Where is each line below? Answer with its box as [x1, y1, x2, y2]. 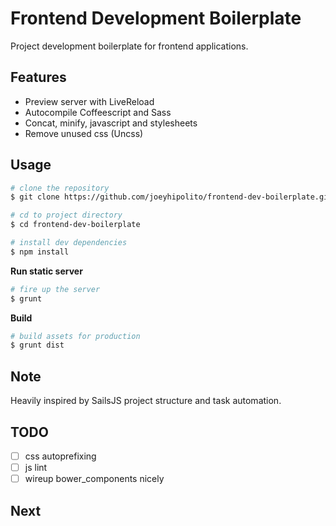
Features [10, 69, 67, 86]
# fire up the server [10, 284, 101, 294]
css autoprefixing [24, 450, 97, 462]
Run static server [10, 265, 83, 277]
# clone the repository [10, 183, 110, 193]
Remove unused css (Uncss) [24, 127, 144, 139]
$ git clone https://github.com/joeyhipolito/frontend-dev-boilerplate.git [10, 192, 333, 202]
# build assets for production [10, 331, 141, 341]
